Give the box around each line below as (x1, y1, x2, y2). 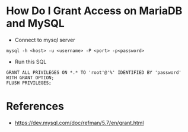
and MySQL (6, 17, 65, 30)
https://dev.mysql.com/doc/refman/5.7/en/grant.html (14, 119, 144, 126)
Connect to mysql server (14, 36, 75, 43)
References (6, 99, 64, 113)
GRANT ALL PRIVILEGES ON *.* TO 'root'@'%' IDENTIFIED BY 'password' (6, 69, 182, 75)
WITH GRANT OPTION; (6, 75, 55, 81)
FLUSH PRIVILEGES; (6, 80, 52, 86)
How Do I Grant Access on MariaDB (6, 4, 183, 18)
